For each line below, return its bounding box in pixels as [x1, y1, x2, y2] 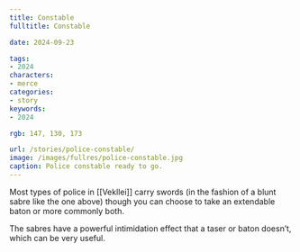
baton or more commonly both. [9, 205, 124, 216]
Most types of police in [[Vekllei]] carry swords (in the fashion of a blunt [9, 186, 277, 197]
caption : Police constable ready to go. [9, 162, 164, 171]
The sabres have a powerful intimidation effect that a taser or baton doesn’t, [9, 222, 292, 234]
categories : [9, 87, 54, 96]
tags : [9, 54, 30, 63]
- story [9, 95, 39, 104]
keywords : [9, 104, 47, 113]
